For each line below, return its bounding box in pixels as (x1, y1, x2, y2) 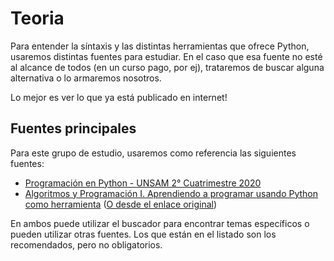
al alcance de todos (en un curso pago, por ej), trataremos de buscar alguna (10, 61, 325, 73)
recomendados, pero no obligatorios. (10, 238, 163, 251)
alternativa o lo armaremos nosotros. (10, 72, 162, 84)
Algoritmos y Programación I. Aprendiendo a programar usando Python (24, 187, 319, 199)
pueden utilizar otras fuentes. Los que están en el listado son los (10, 228, 277, 240)
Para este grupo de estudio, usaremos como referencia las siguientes (10, 147, 297, 159)
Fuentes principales (10, 120, 137, 137)
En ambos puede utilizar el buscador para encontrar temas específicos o (10, 217, 310, 229)
